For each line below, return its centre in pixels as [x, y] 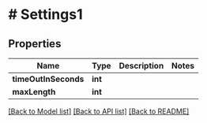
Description [141, 66]
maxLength [34, 92]
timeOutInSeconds [48, 79]
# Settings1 [45, 15]
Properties [35, 44]
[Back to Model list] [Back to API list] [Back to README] [99, 111]
